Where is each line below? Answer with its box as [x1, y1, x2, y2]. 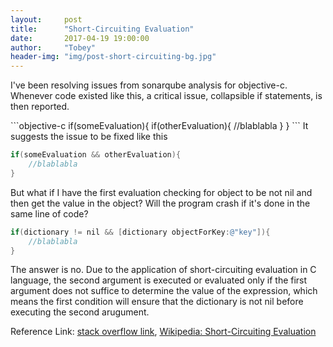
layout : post [10, 14, 83, 25]
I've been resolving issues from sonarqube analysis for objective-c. [10, 79, 288, 91]
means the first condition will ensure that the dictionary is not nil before [10, 296, 304, 308]
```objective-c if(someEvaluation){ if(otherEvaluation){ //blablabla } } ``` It [10, 120, 309, 132]
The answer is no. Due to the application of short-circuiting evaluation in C [10, 264, 317, 276]
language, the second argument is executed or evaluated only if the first [10, 274, 308, 286]
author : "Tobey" [10, 42, 97, 53]
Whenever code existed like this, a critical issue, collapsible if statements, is [10, 90, 323, 102]
